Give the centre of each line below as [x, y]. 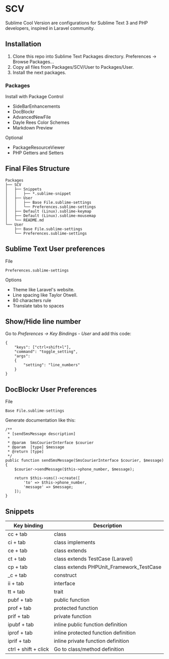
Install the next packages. [39, 72]
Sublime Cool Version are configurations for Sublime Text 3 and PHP [77, 23]
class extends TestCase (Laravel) [93, 559]
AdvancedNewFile [32, 117]
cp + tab [18, 567]
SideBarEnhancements [36, 106]
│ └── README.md [25, 220]
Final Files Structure [37, 169]
